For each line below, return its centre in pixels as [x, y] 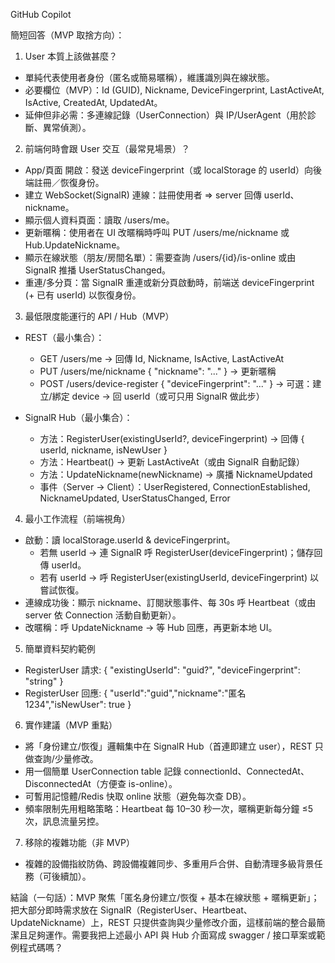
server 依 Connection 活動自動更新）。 [103, 615]
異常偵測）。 [67, 127]
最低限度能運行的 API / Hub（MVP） [99, 316]
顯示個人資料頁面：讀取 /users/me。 [99, 220]
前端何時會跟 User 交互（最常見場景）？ [107, 148]
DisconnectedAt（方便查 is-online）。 [101, 783]
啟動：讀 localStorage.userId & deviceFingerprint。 [130, 540]
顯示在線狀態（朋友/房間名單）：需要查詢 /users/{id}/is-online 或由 [160, 257]
